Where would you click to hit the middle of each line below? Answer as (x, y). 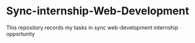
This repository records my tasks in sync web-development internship (92, 27)
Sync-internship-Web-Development (98, 11)
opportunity (21, 33)
